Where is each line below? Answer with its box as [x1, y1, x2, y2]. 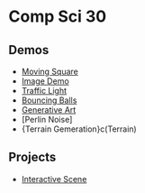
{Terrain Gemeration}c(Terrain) [21, 124, 137, 134]
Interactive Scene [21, 173, 87, 184]
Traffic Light [21, 86, 68, 96]
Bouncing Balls [21, 95, 77, 106]
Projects [8, 150, 57, 165]
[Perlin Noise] [21, 115, 73, 124]
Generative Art [21, 105, 77, 115]
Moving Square [21, 66, 78, 77]
